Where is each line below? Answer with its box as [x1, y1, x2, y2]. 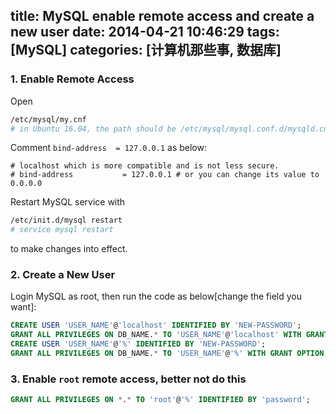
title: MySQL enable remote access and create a [10, 8, 315, 25]
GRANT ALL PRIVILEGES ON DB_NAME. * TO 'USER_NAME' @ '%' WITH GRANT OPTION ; [10, 349, 329, 359]
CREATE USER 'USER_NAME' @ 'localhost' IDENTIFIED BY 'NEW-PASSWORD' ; [10, 320, 302, 331]
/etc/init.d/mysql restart [10, 215, 123, 226]
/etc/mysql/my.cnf [10, 114, 87, 124]
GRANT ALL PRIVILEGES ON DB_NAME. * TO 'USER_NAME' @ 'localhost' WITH [10, 330, 302, 340]
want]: [10, 301, 37, 313]
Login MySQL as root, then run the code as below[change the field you [10, 290, 303, 303]
